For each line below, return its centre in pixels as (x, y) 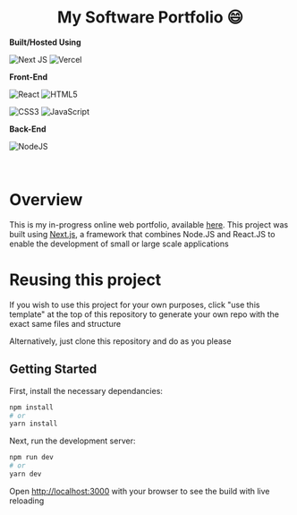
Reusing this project (85, 280)
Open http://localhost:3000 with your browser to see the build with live (140, 491)
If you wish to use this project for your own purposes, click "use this (135, 305)
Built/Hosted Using (46, 42)
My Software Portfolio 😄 (150, 17)
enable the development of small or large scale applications (119, 244)
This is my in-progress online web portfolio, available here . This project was (149, 224)
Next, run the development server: (72, 441)
